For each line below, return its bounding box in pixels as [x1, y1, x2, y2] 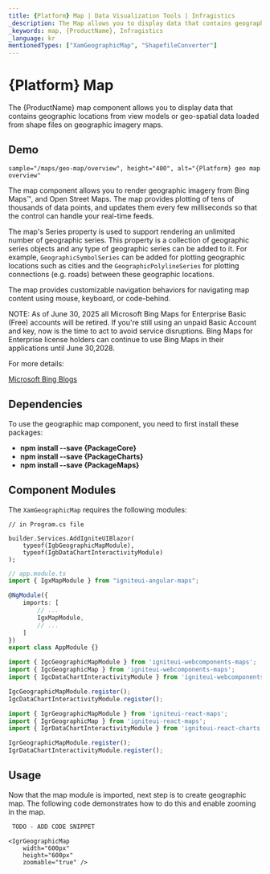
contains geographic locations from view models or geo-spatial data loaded [8, 112, 260, 121]
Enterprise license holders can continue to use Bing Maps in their [8, 334, 224, 344]
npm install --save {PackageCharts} [19, 451, 144, 461]
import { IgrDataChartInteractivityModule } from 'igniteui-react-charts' [8, 725, 264, 733]
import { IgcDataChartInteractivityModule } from [8, 673, 178, 681]
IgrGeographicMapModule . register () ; [8, 739, 131, 747]
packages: [8, 427, 43, 437]
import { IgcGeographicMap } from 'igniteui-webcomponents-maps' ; [8, 666, 235, 674]
